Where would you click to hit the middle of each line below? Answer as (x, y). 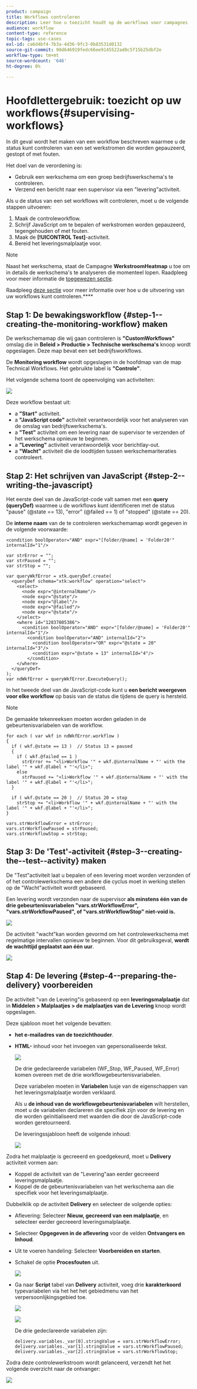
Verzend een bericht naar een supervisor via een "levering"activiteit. (98, 189)
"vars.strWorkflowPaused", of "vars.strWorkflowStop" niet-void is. (91, 911)
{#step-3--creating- (145, 852)
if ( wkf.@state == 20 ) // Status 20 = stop (69, 797)
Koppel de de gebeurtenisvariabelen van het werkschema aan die (94, 1186)
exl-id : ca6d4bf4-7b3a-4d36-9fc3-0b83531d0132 (64, 45)
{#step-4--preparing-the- (128, 976)
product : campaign (29, 11)
